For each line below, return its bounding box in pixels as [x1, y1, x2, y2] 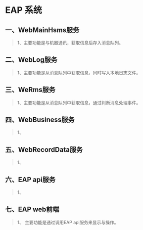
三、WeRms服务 [5, 86, 55, 94]
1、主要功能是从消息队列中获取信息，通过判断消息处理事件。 [17, 99, 141, 105]
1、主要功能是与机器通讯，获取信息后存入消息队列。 [17, 40, 124, 46]
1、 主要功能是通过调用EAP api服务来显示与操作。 [17, 219, 119, 225]
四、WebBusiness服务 [5, 116, 75, 124]
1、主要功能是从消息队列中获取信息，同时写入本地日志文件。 [17, 70, 141, 76]
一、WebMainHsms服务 [5, 26, 80, 34]
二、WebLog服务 [5, 55, 58, 64]
